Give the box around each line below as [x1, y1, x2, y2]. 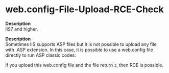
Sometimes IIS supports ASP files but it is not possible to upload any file [5, 41, 157, 47]
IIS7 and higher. [5, 26, 38, 32]
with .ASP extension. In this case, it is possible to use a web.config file [5, 46, 153, 53]
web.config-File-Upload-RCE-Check [5, 4, 164, 15]
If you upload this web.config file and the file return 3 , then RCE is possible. [5, 62, 164, 68]
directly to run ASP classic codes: [5, 52, 76, 58]
